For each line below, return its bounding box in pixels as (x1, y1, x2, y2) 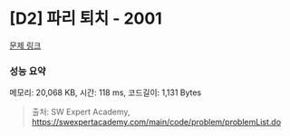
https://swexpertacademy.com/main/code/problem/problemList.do (31, 117, 282, 128)
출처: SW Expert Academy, (31, 106, 130, 118)
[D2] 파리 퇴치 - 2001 (9, 8, 163, 29)
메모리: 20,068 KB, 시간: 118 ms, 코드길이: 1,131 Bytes (9, 87, 202, 98)
